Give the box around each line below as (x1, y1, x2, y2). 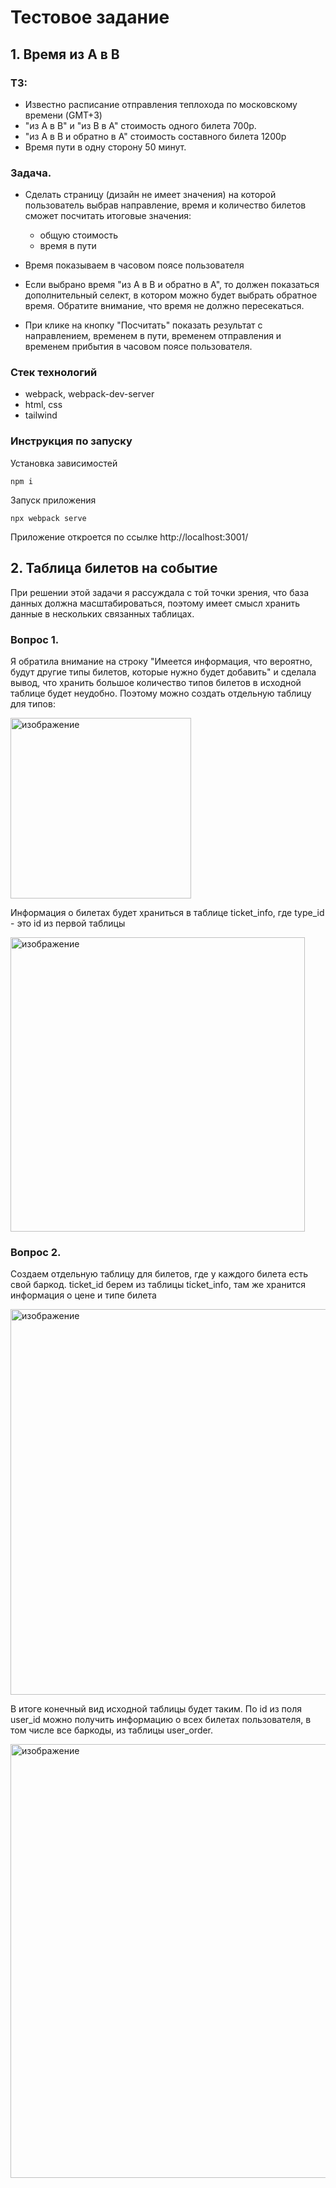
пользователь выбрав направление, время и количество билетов (24, 199, 307, 211)
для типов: (10, 697, 56, 710)
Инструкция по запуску (10, 434, 133, 448)
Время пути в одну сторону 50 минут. (24, 141, 187, 153)
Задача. (10, 166, 52, 180)
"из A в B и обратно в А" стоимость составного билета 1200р (24, 130, 287, 142)
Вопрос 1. (10, 632, 60, 646)
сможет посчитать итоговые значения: (24, 210, 192, 222)
